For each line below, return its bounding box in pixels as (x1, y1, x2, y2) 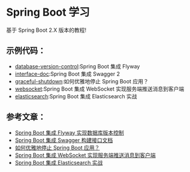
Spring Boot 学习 (6, 5, 90, 19)
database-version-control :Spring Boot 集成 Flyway (14, 62, 140, 70)
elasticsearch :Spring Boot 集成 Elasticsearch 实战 (14, 92, 137, 99)
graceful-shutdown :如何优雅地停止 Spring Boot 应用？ (14, 77, 149, 85)
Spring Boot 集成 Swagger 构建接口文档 (14, 136, 113, 144)
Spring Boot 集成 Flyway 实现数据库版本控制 (14, 129, 124, 136)
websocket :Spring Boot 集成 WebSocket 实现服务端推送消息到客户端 (14, 85, 185, 92)
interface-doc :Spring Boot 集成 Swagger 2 (14, 70, 120, 77)
